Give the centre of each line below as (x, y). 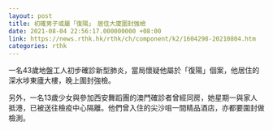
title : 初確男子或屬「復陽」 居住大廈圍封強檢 (77, 24)
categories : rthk (38, 46)
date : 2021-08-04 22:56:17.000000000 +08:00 (85, 31)
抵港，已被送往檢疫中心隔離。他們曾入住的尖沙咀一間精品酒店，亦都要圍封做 (136, 108)
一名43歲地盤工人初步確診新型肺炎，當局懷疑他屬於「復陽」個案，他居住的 (134, 71)
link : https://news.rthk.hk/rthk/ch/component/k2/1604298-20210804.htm (132, 39)
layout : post (30, 16)
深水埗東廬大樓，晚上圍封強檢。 (62, 80)
